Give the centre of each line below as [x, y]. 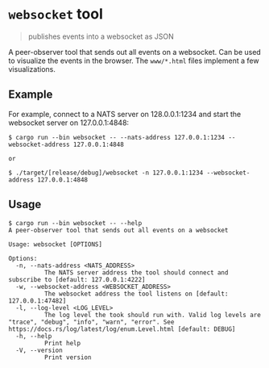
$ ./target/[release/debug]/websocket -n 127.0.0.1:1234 [106, 173]
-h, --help [34, 336]
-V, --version [39, 350]
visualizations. [32, 69]
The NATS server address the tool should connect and [136, 272]
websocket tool [56, 14]
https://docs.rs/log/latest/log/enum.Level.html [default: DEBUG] [122, 329]
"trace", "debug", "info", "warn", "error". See [91, 322]
